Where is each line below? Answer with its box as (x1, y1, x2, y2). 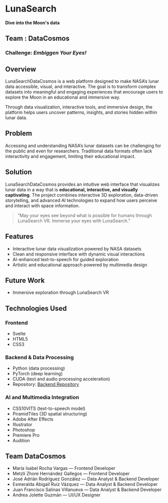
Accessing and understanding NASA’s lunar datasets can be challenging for (5, 142, 161, 148)
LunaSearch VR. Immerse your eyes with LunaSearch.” (17, 217, 130, 224)
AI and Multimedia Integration (5, 394, 79, 401)
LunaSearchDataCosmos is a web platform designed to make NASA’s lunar (5, 78, 159, 85)
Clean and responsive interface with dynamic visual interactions (12, 251, 145, 257)
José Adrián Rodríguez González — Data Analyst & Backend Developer (12, 476, 159, 482)
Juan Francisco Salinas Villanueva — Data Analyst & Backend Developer (12, 486, 162, 493)
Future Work (5, 276, 45, 285)
